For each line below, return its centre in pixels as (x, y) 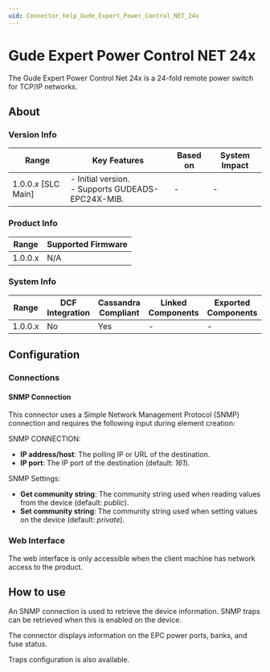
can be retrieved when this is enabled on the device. (95, 620)
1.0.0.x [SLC (36, 184)
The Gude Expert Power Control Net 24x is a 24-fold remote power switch (131, 78)
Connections (34, 377)
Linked (174, 303)
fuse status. (28, 644)
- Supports (91, 189)
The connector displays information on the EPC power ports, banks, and (128, 636)
